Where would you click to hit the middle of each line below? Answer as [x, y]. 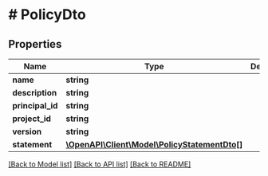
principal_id [35, 106]
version [27, 131]
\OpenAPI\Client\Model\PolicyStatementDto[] [154, 145]
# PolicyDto [47, 15]
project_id [32, 119]
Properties [35, 44]
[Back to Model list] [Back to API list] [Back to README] [100, 164]
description [35, 93]
